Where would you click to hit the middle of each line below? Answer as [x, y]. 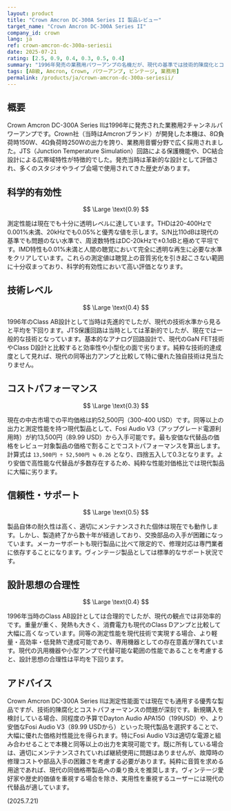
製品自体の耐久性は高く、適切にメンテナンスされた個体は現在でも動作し [110, 527]
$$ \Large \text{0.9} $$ [116, 209]
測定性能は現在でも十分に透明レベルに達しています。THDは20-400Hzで [110, 223]
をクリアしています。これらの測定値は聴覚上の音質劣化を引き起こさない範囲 [115, 258]
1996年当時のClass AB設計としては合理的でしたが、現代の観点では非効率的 [114, 616]
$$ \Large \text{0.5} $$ [116, 512]
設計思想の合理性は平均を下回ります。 [73, 659]
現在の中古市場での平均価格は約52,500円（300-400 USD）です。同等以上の [115, 420]
